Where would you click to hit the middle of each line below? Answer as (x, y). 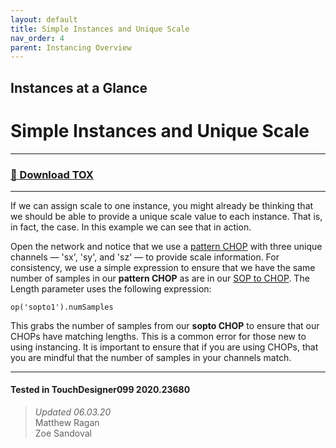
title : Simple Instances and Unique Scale (100, 29)
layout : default (44, 19)
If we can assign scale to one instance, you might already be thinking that (162, 205)
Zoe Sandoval (63, 433)
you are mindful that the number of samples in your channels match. (151, 357)
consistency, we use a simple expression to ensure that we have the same (163, 267)
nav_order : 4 (37, 38)
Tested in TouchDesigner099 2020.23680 (100, 390)
